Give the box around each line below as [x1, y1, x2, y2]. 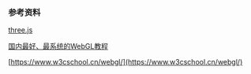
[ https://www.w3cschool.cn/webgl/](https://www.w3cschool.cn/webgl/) [8, 57, 243, 67]
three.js [8, 25, 33, 35]
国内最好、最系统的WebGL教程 [8, 42, 109, 51]
